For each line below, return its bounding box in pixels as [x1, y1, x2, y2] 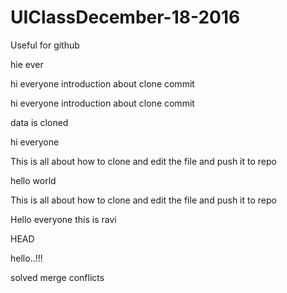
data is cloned [10, 116, 69, 128]
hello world [10, 174, 57, 186]
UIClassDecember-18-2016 [10, 6, 241, 29]
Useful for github [10, 39, 80, 51]
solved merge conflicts [10, 271, 105, 283]
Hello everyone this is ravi [10, 213, 117, 225]
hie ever [10, 58, 44, 70]
